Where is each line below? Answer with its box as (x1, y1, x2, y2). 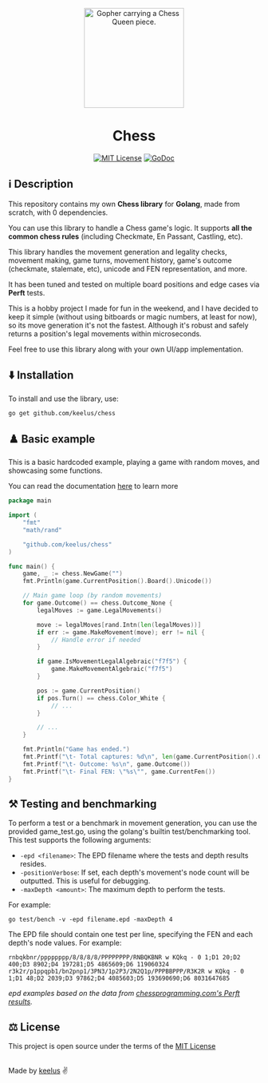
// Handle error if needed (50, 636, 141, 644)
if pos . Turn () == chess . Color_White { (37, 694, 166, 702)
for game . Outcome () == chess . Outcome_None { (22, 599, 173, 607)
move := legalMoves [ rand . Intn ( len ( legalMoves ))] (37, 621, 202, 629)
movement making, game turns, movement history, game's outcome (8, 256, 233, 265)
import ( (8, 511, 37, 519)
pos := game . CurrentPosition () (37, 687, 141, 695)
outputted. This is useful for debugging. (19, 876, 151, 886)
